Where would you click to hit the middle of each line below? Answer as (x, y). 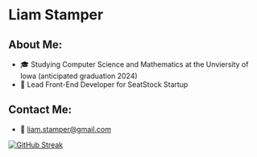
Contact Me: (40, 110)
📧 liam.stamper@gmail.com (65, 129)
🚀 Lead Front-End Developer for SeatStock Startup (104, 85)
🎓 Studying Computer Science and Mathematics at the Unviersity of (134, 64)
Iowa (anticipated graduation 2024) (79, 76)
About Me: (35, 45)
